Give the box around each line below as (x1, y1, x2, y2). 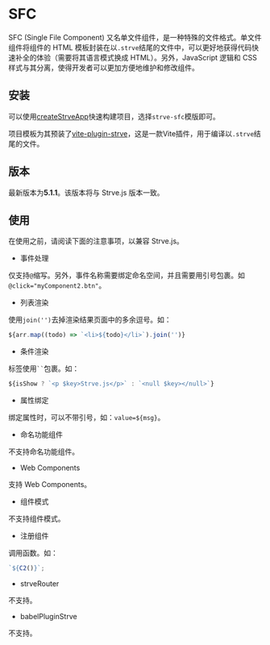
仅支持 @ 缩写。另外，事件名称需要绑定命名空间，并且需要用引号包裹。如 (8, 271, 246, 281)
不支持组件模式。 (8, 514, 65, 524)
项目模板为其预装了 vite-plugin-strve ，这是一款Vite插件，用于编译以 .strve (8, 128, 255, 138)
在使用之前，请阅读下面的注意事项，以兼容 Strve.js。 (8, 236, 184, 246)
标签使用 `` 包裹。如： (8, 364, 80, 373)
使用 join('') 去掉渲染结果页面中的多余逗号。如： (8, 315, 172, 325)
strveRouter (19, 579, 60, 589)
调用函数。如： (8, 548, 58, 558)
